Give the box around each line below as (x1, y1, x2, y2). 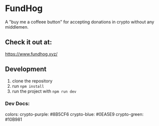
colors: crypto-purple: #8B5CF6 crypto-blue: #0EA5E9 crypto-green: (5, 111, 144, 117)
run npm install (12, 83, 45, 89)
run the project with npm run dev (12, 88, 77, 94)
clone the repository (12, 78, 53, 84)
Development (5, 65, 47, 73)
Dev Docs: (5, 100, 30, 107)
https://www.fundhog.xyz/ (5, 51, 58, 57)
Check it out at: (5, 38, 52, 47)
